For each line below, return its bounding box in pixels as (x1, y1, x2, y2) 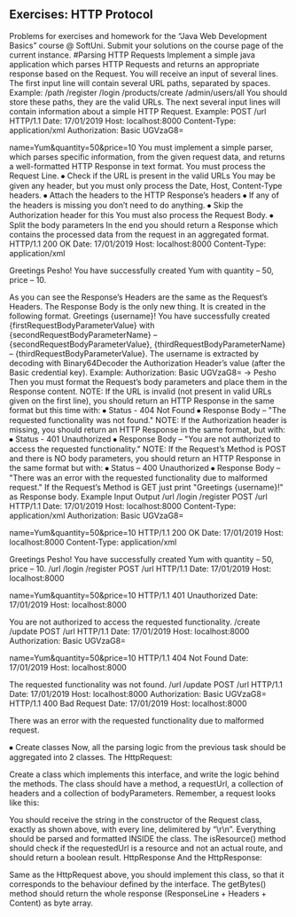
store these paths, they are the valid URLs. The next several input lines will (9, 97, 281, 107)
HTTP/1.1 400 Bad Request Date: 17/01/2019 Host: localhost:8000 (9, 698, 247, 709)
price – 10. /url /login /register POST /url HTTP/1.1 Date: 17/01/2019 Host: (9, 563, 272, 574)
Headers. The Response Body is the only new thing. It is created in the (9, 301, 266, 311)
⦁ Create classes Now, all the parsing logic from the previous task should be (9, 741, 286, 752)
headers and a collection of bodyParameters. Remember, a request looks (9, 788, 277, 798)
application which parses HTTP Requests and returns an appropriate (9, 59, 260, 69)
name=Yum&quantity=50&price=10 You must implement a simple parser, (9, 142, 273, 153)
